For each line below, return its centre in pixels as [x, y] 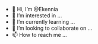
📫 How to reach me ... [39, 35]
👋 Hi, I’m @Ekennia [35, 9]
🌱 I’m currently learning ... [43, 22]
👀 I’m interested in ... [37, 15]
